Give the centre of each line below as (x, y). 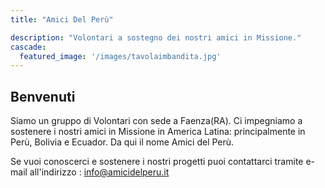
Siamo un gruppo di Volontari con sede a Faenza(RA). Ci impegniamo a (156, 121)
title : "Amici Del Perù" (62, 19)
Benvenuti (43, 96)
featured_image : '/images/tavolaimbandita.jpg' (120, 56)
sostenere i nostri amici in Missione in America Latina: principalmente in (158, 132)
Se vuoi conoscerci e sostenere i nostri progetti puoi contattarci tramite (157, 162)
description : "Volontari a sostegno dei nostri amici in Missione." (156, 37)
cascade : (28, 47)
